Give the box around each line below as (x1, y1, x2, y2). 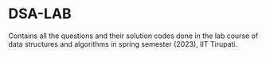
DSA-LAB (8, 5, 72, 23)
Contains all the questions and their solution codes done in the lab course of (8, 31, 259, 40)
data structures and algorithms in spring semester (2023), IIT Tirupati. (8, 39, 238, 48)
